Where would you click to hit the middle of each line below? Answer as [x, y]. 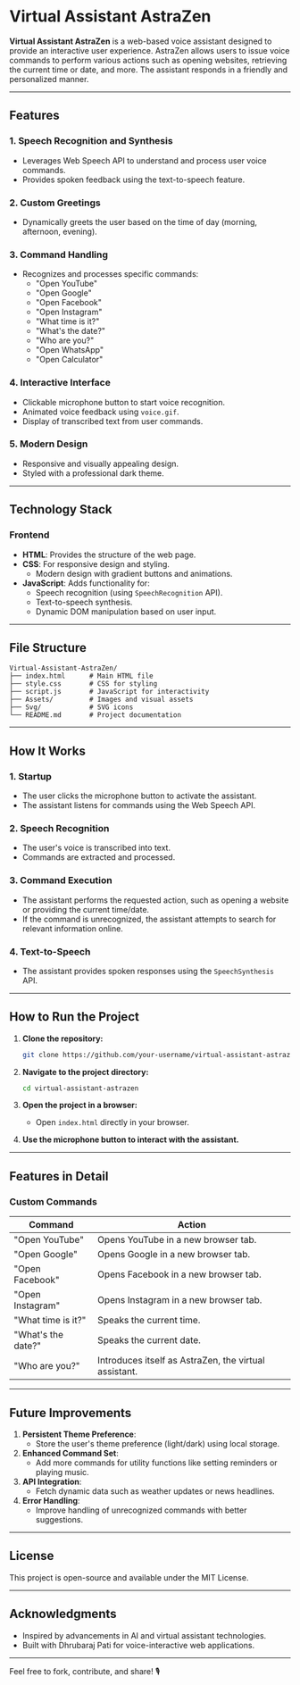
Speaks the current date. [149, 1340]
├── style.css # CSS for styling [83, 684]
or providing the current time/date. [86, 909]
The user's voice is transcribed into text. [96, 848]
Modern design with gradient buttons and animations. [134, 573]
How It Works [48, 751]
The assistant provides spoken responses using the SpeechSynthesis [148, 971]
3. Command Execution [61, 880]
